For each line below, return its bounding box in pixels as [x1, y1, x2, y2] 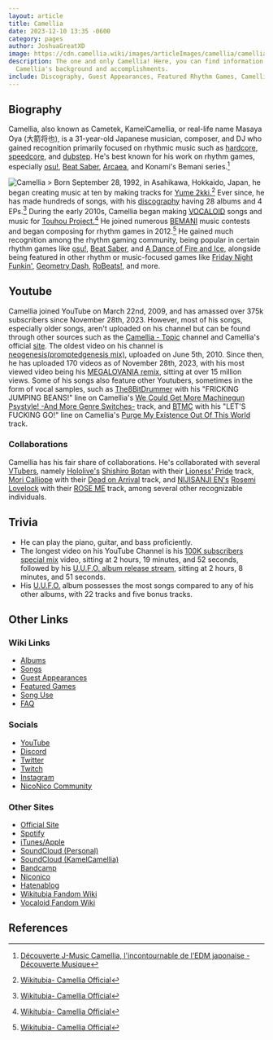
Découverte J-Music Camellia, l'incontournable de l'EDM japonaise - [19, 950, 250, 960]
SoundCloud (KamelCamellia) [19, 854, 119, 864]
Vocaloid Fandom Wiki [19, 897, 96, 907]
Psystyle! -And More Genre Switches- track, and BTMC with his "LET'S [8, 401, 246, 411]
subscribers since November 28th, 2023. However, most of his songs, [8, 314, 243, 324]
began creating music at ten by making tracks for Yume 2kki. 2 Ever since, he [8, 186, 265, 197]
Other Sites [8, 801, 54, 813]
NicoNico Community [19, 781, 93, 791]
